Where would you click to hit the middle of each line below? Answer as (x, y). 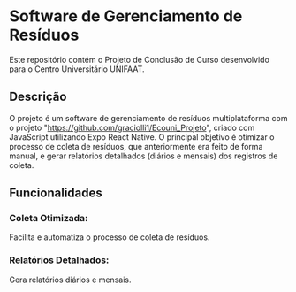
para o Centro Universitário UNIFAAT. (77, 69)
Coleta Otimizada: (49, 219)
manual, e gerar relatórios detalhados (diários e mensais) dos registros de (144, 156)
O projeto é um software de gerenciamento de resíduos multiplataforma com (148, 118)
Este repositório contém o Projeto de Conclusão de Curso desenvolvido (139, 59)
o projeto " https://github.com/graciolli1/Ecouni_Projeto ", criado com (132, 127)
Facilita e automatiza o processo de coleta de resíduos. (110, 237)
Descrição (38, 97)
